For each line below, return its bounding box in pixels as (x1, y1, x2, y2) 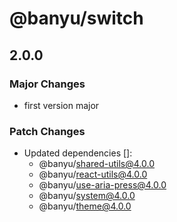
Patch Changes (9, 124, 86, 138)
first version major (23, 99, 100, 111)
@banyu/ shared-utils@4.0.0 (38, 158, 156, 170)
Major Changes (9, 77, 86, 91)
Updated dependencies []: (23, 147, 133, 159)
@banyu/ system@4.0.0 (38, 190, 136, 202)
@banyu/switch (9, 7, 144, 30)
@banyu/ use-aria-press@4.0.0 (38, 179, 167, 191)
